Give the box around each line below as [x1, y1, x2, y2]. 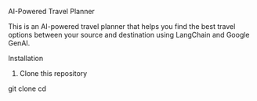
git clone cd [8, 84, 47, 93]
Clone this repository [19, 69, 88, 78]
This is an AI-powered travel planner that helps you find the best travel [8, 22, 236, 31]
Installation [8, 54, 44, 63]
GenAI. [8, 38, 31, 48]
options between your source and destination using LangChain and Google [8, 31, 250, 39]
